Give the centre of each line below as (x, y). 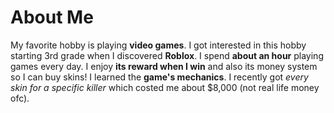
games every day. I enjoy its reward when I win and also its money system (164, 66)
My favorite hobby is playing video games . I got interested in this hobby (158, 45)
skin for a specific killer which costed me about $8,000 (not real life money (165, 87)
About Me (52, 17)
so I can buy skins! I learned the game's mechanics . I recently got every (159, 77)
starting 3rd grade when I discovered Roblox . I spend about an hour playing (167, 55)
